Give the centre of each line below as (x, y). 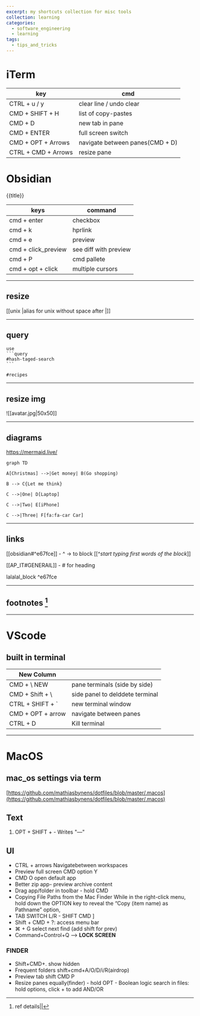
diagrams (24, 438)
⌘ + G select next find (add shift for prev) (66, 929)
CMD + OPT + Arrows (40, 142)
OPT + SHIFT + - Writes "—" (50, 832)
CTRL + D (23, 723)
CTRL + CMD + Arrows (41, 152)
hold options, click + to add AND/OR (59, 989)
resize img (26, 399)
